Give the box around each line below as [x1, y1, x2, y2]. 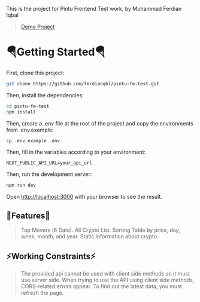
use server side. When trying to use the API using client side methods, [20, 276, 195, 283]
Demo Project [20, 23, 55, 30]
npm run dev [6, 183, 36, 189]
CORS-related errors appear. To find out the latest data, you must [20, 282, 183, 290]
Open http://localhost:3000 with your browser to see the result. [6, 193, 163, 201]
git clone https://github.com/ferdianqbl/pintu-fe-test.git [6, 80, 160, 86]
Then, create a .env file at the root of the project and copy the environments [6, 119, 193, 127]
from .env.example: [6, 126, 54, 133]
